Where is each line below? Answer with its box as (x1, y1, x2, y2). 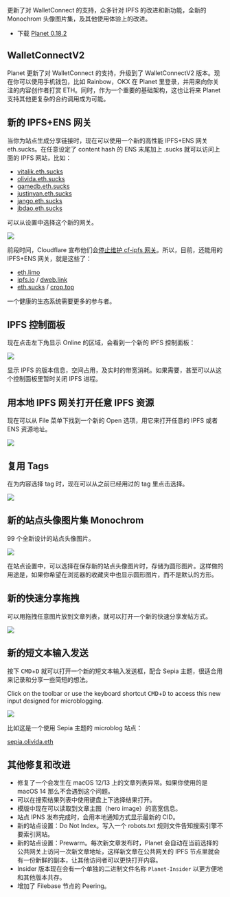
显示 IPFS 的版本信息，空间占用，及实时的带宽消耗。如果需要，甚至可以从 (7, 366, 216, 374)
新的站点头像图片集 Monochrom (7, 515, 144, 526)
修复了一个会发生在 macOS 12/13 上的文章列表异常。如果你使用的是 (16, 779, 208, 787)
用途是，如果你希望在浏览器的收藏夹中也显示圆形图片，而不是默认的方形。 (7, 570, 218, 579)
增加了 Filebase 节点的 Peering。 (16, 882, 111, 890)
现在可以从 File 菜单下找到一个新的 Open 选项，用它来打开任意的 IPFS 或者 (7, 416, 218, 425)
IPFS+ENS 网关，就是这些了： (7, 254, 93, 262)
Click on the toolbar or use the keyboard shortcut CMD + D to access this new (7, 689, 221, 697)
